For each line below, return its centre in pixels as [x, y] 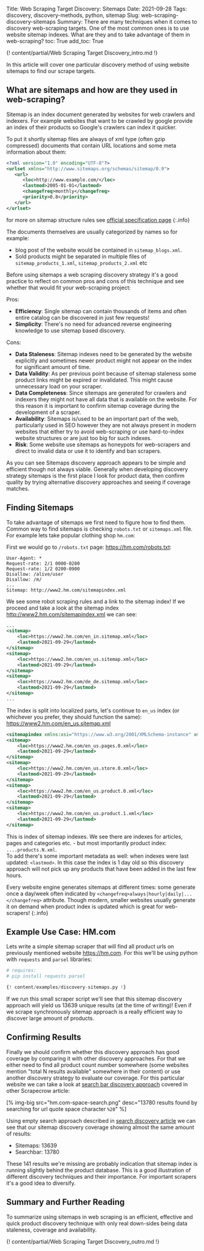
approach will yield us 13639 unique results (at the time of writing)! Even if [99, 1005]
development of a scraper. [48, 412]
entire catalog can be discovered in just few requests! [82, 317]
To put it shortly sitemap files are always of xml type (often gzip [86, 139]
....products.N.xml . [32, 849]
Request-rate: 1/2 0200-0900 [43, 569]
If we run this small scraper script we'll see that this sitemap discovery [94, 999]
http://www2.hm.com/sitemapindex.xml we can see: [72, 614]
